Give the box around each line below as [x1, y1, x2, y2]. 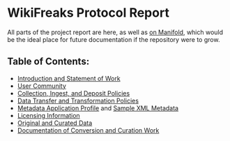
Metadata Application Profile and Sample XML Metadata [17, 103, 179, 112]
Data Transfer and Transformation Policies [17, 96, 139, 105]
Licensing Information [17, 111, 80, 119]
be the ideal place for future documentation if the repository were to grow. [7, 35, 220, 43]
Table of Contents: [7, 56, 90, 68]
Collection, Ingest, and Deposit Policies [17, 89, 130, 97]
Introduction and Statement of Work [17, 74, 121, 82]
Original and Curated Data [17, 119, 93, 127]
